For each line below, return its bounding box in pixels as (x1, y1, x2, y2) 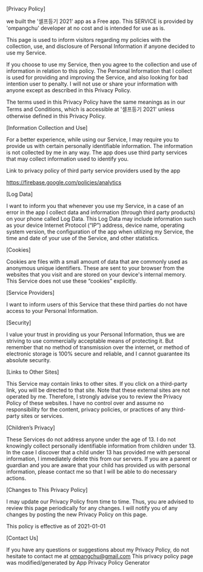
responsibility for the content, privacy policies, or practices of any (6, 406, 171, 413)
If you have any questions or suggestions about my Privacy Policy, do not (6, 546, 190, 553)
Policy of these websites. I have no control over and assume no (6, 400, 164, 406)
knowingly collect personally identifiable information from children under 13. (6, 442, 196, 449)
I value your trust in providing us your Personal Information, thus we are (6, 331, 185, 338)
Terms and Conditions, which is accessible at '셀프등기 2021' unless (6, 106, 175, 113)
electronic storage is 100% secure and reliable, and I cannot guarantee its (6, 350, 190, 357)
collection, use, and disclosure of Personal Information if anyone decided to (6, 42, 195, 50)
